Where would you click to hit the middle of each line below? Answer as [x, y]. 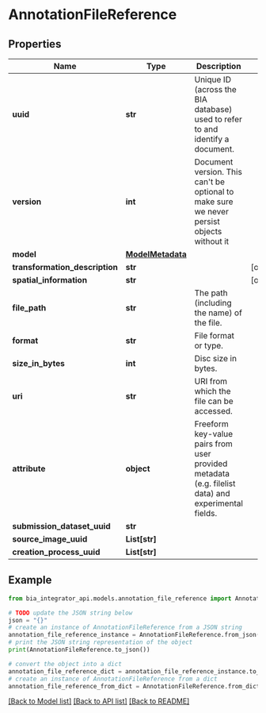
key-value [214, 434]
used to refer [218, 119]
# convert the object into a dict [65, 664]
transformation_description [65, 267]
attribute [29, 468]
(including [213, 303]
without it [212, 241]
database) [213, 109]
